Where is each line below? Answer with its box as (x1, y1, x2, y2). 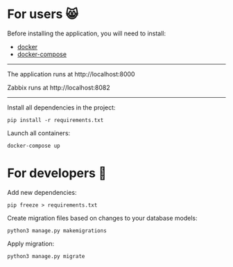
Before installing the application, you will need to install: (7, 29, 166, 37)
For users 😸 (7, 6, 78, 22)
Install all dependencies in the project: (7, 103, 116, 112)
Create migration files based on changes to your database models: (7, 214, 198, 222)
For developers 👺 (7, 166, 107, 181)
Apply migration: (7, 239, 55, 248)
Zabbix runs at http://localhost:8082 (7, 83, 110, 92)
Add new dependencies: (7, 188, 78, 196)
